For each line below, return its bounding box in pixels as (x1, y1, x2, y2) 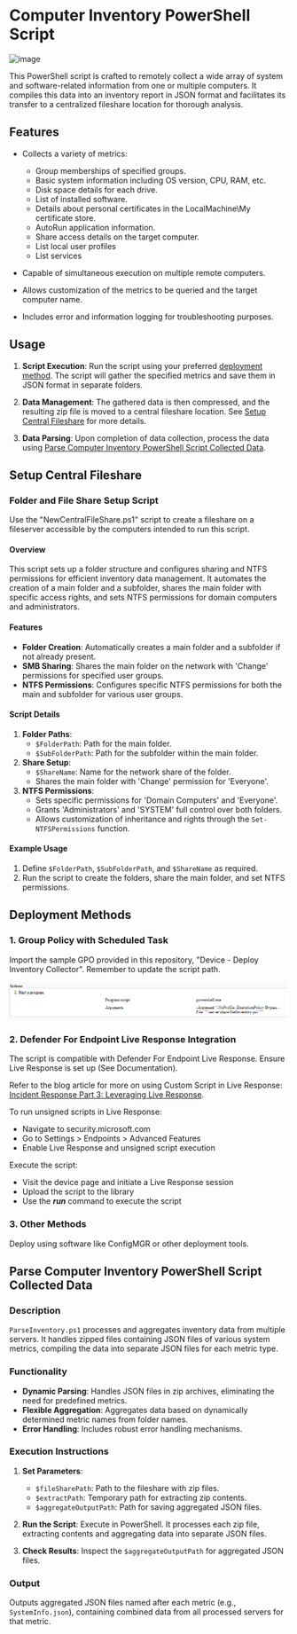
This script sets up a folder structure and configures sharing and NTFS (9, 564, 268, 575)
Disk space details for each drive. (35, 184, 158, 195)
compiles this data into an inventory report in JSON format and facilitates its (9, 90, 286, 100)
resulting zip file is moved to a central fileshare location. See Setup (21, 405, 267, 417)
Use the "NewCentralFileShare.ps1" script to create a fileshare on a (9, 515, 254, 525)
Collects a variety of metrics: (21, 148, 128, 159)
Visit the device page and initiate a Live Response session (21, 1177, 234, 1188)
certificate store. (35, 212, 96, 223)
